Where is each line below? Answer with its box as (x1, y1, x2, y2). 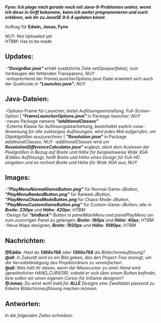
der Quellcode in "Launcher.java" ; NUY (5, 81, 86, 86)
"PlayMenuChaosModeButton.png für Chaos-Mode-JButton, (5, 197, 130, 203)
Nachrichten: (5, 237, 46, 245)
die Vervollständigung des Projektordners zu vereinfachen (5, 260, 122, 266)
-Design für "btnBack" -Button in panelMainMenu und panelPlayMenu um (5, 212, 154, 218)
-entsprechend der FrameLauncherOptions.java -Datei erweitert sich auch (5, 75, 153, 82)
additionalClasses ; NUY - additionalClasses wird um (5, 138, 109, 145)
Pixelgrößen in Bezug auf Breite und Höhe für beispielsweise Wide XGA (5, 149, 148, 155)
